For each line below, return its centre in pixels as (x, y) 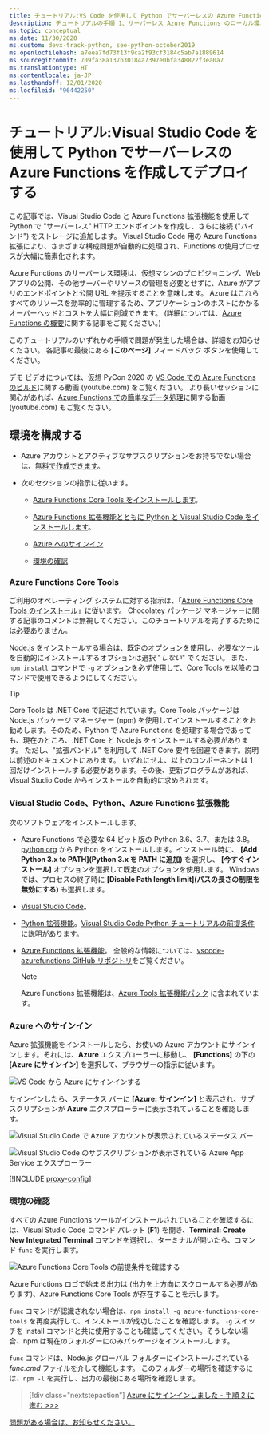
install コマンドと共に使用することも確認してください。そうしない (133, 1331)
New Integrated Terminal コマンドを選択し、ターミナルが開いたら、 (122, 1240)
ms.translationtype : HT (49, 68)
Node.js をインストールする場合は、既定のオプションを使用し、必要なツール (134, 648)
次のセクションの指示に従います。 (76, 483)
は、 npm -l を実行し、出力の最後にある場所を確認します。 (105, 1378)
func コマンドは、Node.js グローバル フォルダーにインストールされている (130, 1358)
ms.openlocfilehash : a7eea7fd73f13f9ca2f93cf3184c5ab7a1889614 (117, 53)
